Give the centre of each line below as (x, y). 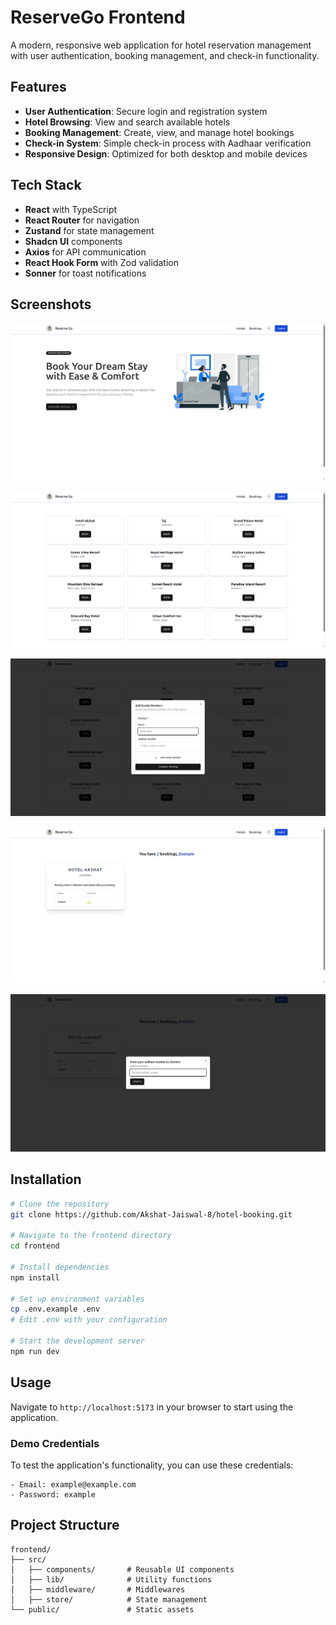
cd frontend (35, 1246)
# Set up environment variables (77, 1299)
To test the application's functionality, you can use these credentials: (152, 1465)
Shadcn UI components (73, 241)
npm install (35, 1277)
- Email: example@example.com (73, 1484)
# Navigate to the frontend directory (91, 1236)
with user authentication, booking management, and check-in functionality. (165, 55)
